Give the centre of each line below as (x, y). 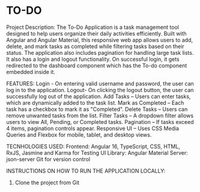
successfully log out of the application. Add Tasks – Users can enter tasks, (98, 96)
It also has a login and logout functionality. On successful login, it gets (93, 59)
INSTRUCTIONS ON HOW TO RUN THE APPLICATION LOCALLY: (86, 171)
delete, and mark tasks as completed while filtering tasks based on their (95, 46)
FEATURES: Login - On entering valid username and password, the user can (100, 83)
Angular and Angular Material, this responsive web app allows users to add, (100, 40)
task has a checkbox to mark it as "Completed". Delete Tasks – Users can (97, 109)
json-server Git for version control (48, 159)
